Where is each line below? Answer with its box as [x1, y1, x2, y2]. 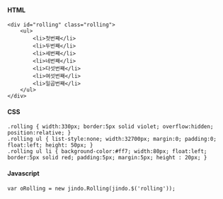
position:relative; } [7, 130, 72, 137]
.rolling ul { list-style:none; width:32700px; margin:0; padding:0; [7, 135, 217, 143]
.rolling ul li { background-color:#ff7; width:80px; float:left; [7, 148, 207, 155]
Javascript [7, 169, 40, 177]
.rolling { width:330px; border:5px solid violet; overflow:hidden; [7, 123, 214, 130]
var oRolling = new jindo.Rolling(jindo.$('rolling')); [7, 185, 176, 192]
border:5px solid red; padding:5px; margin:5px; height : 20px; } [7, 154, 207, 161]
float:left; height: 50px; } [7, 142, 93, 149]
